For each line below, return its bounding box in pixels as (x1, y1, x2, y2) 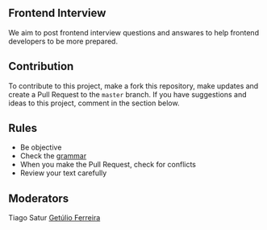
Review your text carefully (19, 168, 107, 178)
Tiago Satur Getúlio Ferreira (8, 213, 101, 223)
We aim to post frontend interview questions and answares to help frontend (8, 27, 260, 37)
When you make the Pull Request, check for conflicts (19, 160, 196, 170)
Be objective (19, 142, 62, 152)
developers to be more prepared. (8, 36, 119, 46)
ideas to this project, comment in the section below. (8, 98, 180, 108)
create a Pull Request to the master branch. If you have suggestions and (8, 89, 247, 99)
